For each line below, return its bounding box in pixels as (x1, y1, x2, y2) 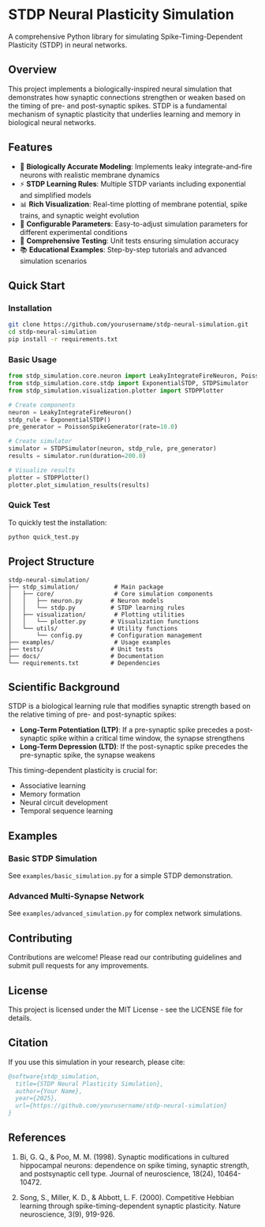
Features (8, 141, 53, 154)
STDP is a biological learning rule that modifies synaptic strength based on (8, 702, 251, 711)
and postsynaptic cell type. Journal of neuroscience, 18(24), (19, 1168, 215, 1178)
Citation (8, 1036, 49, 1050)
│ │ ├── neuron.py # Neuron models (8, 596, 164, 604)
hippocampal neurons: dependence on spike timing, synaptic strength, (19, 1161, 250, 1170)
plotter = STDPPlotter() (8, 473, 90, 482)
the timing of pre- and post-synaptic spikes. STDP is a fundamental (8, 100, 227, 110)
